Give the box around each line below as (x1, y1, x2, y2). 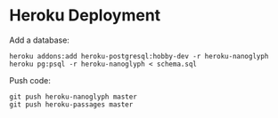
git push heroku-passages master (9, 99, 134, 109)
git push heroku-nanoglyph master (9, 92, 138, 101)
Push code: (9, 75, 51, 85)
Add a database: (9, 35, 69, 45)
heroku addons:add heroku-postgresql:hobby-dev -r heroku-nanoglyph (9, 51, 269, 60)
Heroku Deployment (9, 5, 161, 26)
